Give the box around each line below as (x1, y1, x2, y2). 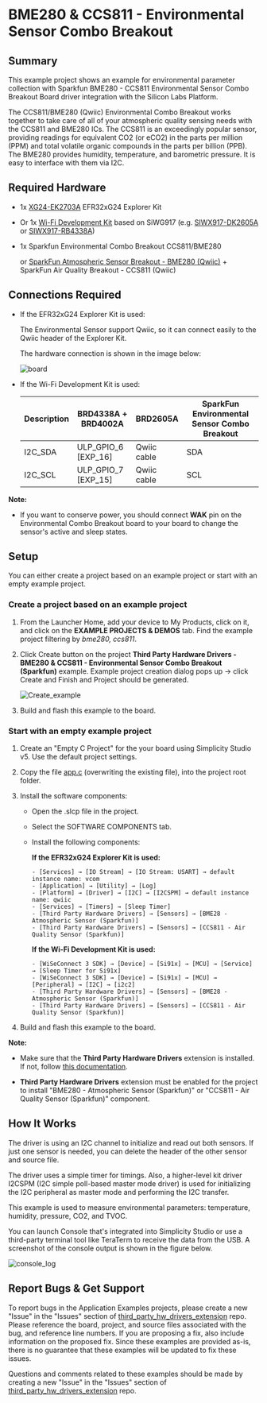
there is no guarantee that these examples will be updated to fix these (8, 1345, 237, 1355)
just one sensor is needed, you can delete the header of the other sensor (8, 1146, 248, 1156)
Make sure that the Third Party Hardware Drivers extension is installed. (19, 1053, 255, 1063)
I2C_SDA (23, 446, 57, 458)
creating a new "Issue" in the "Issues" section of (8, 1377, 167, 1387)
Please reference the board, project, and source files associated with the (8, 1320, 246, 1329)
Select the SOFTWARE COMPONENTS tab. (31, 822, 172, 832)
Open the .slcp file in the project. (31, 806, 139, 816)
